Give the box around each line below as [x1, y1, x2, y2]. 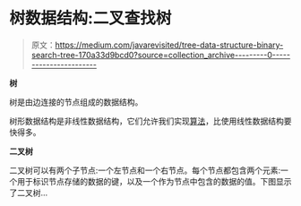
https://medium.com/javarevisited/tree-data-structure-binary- [55, 39, 284, 50]
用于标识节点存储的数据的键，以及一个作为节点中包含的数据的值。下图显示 [16, 176, 292, 186]
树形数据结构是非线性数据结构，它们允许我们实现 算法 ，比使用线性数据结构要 [9, 116, 292, 126]
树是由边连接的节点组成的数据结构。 [9, 96, 143, 107]
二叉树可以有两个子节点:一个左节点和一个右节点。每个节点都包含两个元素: [9, 165, 281, 176]
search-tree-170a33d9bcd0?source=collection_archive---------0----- [30, 49, 291, 60]
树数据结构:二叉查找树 [9, 8, 172, 29]
